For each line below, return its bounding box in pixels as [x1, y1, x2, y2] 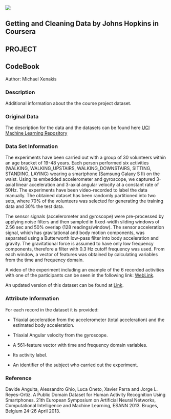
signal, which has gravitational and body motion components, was [5, 229, 145, 236]
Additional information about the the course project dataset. [5, 100, 132, 106]
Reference [5, 374, 32, 382]
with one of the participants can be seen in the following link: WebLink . [5, 272, 155, 279]
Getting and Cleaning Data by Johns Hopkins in [5, 19, 159, 28]
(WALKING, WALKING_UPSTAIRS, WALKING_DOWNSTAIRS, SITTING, [5, 165, 152, 172]
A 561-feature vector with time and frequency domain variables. [12, 342, 147, 348]
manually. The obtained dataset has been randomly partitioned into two [5, 193, 156, 199]
